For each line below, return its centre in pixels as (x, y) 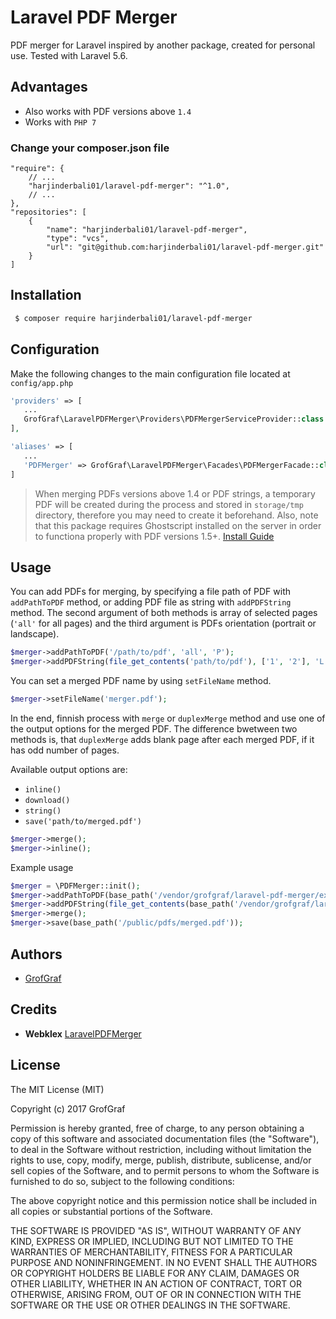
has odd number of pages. (65, 750)
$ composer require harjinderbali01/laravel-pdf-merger (133, 318)
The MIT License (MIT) (57, 1089)
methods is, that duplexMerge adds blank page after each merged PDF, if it (162, 739)
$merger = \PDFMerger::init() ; (75, 886)
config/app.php (42, 383)
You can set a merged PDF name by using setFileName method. (141, 681)
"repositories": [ (48, 212)
